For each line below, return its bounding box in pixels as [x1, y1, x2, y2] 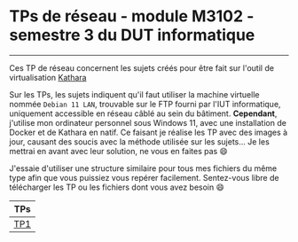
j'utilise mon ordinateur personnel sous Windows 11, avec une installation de [9, 117, 286, 128]
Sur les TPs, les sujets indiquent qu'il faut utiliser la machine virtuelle [9, 89, 260, 99]
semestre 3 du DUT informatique [9, 25, 255, 45]
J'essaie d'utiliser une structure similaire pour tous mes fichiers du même [9, 162, 278, 174]
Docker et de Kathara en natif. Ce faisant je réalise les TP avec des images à [9, 127, 288, 137]
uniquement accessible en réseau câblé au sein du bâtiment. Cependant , [9, 108, 278, 119]
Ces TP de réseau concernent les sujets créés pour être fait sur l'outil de [9, 62, 275, 73]
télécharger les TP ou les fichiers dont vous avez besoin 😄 [9, 182, 224, 192]
